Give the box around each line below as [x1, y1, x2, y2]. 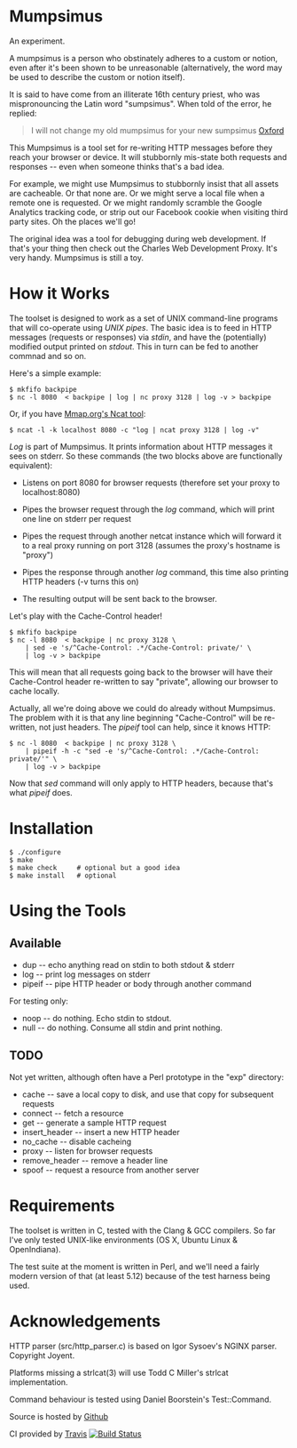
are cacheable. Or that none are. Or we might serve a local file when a [9, 188, 265, 198]
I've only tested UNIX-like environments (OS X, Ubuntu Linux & [9, 1234, 238, 1245]
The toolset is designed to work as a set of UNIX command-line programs [9, 313, 278, 324]
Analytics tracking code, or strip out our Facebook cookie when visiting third [9, 206, 288, 217]
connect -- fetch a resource [21, 1108, 124, 1118]
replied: [9, 108, 37, 118]
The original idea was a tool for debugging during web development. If [9, 233, 267, 244]
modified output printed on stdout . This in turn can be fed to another [9, 340, 259, 352]
